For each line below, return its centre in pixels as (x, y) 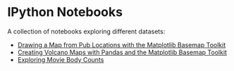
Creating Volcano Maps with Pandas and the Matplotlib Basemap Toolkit (122, 52)
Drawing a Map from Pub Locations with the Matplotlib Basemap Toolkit (122, 45)
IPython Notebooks (65, 12)
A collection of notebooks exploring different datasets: (86, 31)
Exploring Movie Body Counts (61, 59)
